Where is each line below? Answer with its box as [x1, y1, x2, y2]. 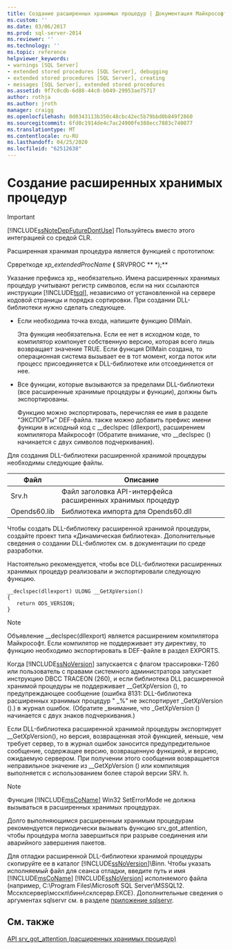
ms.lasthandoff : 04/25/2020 [7, 139, 88, 146]
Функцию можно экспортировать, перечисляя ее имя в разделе [17, 408, 209, 416]
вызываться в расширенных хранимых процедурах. [7, 803, 162, 811]
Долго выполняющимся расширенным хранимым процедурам [7, 816, 194, 825]
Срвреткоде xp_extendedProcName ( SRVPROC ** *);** [7, 260, 168, 269]
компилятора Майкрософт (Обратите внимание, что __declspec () [17, 430, 211, 438]
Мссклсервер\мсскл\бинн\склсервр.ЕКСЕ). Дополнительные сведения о [7, 888, 223, 897]
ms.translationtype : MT [7, 126, 76, 133]
